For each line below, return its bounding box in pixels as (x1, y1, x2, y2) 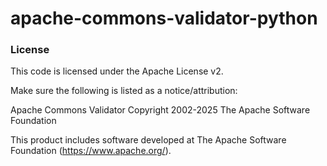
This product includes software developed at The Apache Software (10, 134, 287, 146)
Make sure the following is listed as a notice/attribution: (10, 85, 238, 97)
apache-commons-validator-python (10, 7, 318, 30)
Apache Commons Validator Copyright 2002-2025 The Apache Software (10, 104, 311, 116)
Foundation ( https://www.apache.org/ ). (10, 145, 172, 157)
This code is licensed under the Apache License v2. (10, 65, 224, 77)
